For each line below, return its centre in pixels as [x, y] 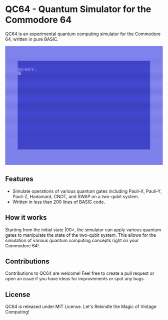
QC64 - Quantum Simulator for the [78, 9]
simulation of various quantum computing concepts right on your [72, 240]
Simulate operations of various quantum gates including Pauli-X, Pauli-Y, [87, 191]
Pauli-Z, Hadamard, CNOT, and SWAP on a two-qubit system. [76, 196]
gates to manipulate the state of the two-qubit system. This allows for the [81, 235]
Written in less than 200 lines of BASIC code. [59, 202]
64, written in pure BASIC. [32, 39]
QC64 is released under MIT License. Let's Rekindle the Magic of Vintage [81, 306]
